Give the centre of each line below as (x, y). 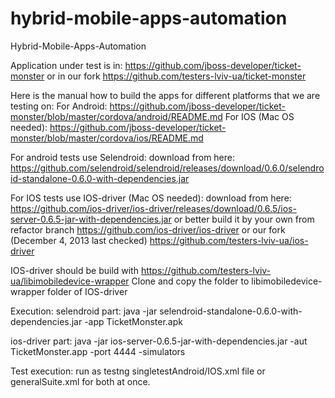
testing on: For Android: (59, 106)
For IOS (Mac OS (259, 116)
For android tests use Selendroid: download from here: (123, 157)
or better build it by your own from (244, 219)
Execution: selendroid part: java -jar (84, 311)
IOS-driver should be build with (74, 270)
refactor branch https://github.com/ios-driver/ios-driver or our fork (148, 229)
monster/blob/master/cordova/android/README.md (116, 116)
